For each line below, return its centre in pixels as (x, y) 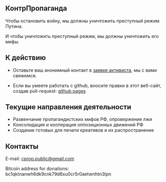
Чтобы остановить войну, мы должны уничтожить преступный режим (82, 21)
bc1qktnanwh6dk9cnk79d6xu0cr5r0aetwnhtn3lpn (58, 174)
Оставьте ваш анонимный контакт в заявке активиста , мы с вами (85, 70)
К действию (26, 58)
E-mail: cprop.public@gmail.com (40, 159)
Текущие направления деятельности (68, 107)
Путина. (14, 26)
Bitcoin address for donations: (37, 169)
